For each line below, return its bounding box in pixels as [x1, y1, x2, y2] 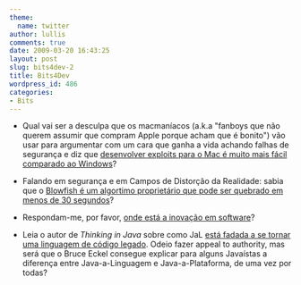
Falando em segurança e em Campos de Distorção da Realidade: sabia [21, 176, 284, 187]
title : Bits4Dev [9, 71, 70, 80]
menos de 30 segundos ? [21, 195, 115, 205]
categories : [9, 88, 54, 96]
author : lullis [9, 29, 66, 38]
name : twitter [17, 21, 70, 30]
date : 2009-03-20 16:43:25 [9, 46, 110, 55]
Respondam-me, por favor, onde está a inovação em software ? [21, 212, 255, 223]
